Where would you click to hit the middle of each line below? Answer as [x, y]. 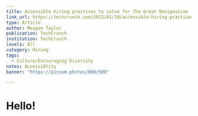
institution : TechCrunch [37, 39]
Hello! [21, 106]
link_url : [18, 17]
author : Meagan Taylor [34, 28]
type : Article [24, 22]
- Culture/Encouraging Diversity [52, 61]
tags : [13, 55]
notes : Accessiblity [32, 66]
